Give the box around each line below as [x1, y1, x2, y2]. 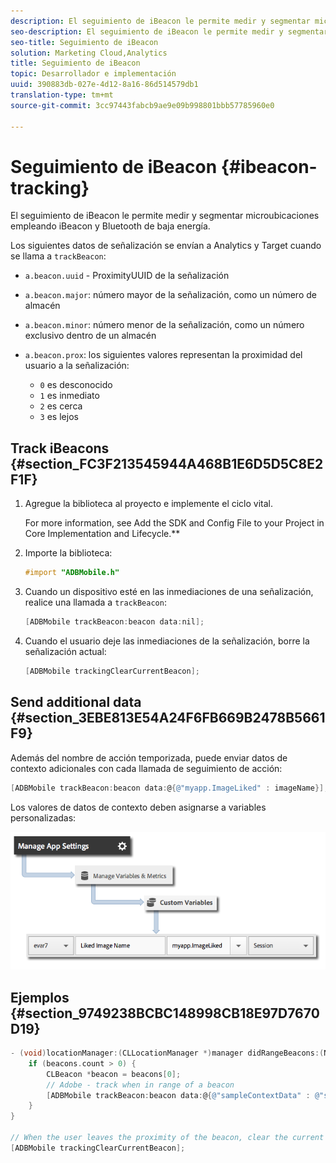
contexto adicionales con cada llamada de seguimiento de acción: [10, 762, 283, 774]
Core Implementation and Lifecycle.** [24, 528, 181, 540]
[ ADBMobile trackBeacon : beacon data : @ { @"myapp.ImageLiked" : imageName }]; [10, 783, 329, 793]
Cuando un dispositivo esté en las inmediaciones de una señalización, [24, 586, 314, 598]
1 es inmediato [39, 390, 100, 402]
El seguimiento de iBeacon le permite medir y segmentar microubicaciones [10, 210, 320, 222]
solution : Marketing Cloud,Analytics [10, 48, 168, 58]
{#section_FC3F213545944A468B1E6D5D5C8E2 [10, 455, 324, 472]
